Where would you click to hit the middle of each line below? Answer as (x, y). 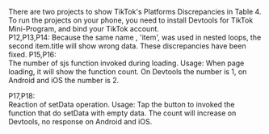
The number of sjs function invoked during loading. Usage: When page (126, 63)
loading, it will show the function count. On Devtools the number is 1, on (128, 71)
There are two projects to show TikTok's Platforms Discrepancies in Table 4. (135, 12)
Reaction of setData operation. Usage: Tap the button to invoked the (122, 105)
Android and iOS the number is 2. (64, 80)
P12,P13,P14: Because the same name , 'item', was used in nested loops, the (135, 37)
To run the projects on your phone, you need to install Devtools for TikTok (131, 20)
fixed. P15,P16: (32, 54)
